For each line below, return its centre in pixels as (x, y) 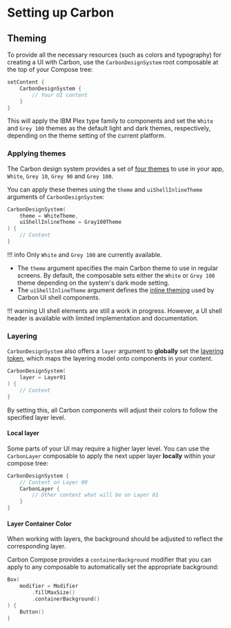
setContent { (26, 82)
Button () (32, 612)
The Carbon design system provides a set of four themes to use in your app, (115, 169)
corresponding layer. (37, 546)
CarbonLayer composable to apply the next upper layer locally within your (111, 456)
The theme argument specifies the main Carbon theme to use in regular (118, 268)
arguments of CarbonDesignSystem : (56, 197)
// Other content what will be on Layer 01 (95, 495)
